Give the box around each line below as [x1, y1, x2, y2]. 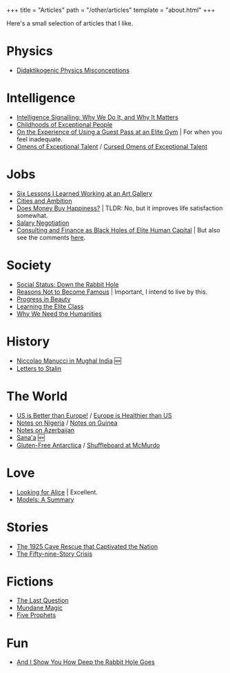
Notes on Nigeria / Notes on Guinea [16, 419, 118, 427]
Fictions [6, 574, 54, 589]
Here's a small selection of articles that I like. [6, 19, 134, 27]
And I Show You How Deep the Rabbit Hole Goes [16, 658, 156, 666]
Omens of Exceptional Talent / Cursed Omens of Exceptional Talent [16, 142, 208, 150]
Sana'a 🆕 [16, 433, 45, 441]
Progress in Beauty [16, 294, 71, 303]
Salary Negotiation [16, 219, 70, 227]
